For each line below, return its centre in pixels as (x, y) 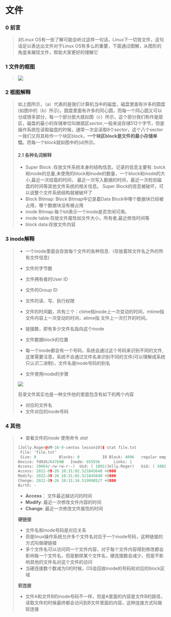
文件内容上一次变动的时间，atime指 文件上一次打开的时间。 (88, 318)
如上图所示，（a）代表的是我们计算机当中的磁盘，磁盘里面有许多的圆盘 (91, 104)
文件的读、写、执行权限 (50, 300)
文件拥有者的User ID (47, 279)
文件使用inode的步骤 (47, 374)
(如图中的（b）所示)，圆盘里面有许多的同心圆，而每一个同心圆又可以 (90, 110)
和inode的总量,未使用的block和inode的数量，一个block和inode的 (93, 174)
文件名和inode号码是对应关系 (56, 530)
